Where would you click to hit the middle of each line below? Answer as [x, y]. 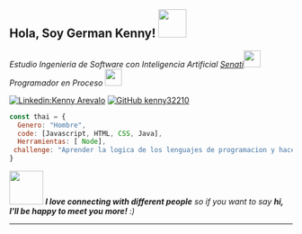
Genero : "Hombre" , [52, 125]
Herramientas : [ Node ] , [62, 142]
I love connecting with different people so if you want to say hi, [164, 202]
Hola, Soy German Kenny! [83, 34]
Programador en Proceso [56, 83]
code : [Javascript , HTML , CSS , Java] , [90, 133]
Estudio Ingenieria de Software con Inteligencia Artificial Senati [127, 64]
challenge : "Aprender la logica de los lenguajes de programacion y [144, 150]
